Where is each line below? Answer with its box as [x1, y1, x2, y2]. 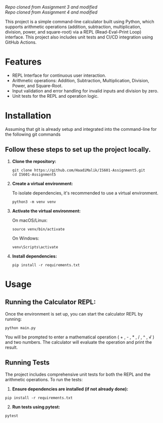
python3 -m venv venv [12, 199, 56, 204]
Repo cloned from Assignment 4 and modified [5, 9, 98, 15]
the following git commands [5, 131, 61, 137]
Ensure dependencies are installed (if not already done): [12, 386, 128, 392]
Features [5, 56, 42, 68]
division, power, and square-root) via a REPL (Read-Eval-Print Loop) [5, 29, 142, 35]
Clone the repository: [12, 158, 56, 164]
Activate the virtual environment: [12, 208, 81, 213]
